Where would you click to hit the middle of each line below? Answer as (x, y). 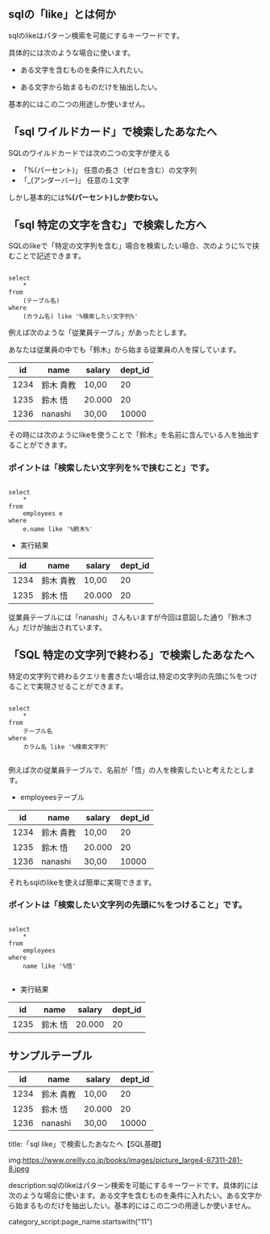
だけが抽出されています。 (64, 627)
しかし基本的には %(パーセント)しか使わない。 (85, 197)
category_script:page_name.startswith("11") (81, 1221)
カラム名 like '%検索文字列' (66, 747)
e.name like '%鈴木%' (58, 529)
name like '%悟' (50, 966)
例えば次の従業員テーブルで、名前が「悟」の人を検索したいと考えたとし (128, 769)
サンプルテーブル (50, 1056)
